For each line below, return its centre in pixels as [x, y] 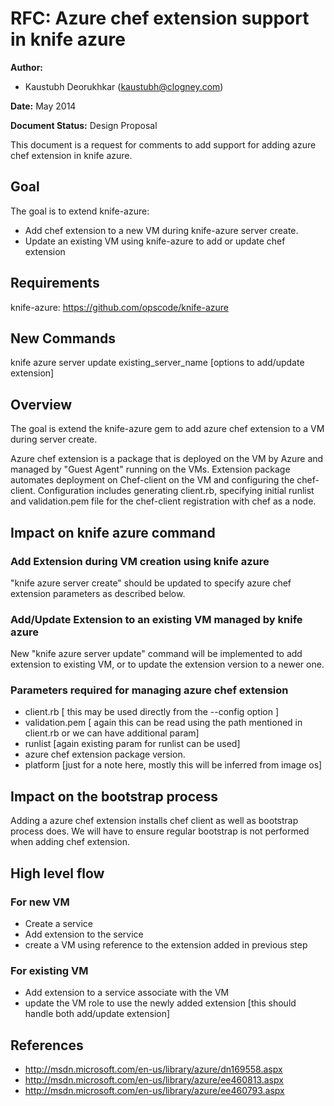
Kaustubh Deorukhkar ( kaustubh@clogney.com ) [124, 86]
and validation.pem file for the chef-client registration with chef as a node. [163, 501]
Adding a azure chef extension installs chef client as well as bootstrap [154, 821]
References [47, 1045]
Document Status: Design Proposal [84, 125]
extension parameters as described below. [98, 593]
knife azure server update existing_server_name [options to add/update [157, 363]
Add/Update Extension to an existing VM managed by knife [156, 619]
